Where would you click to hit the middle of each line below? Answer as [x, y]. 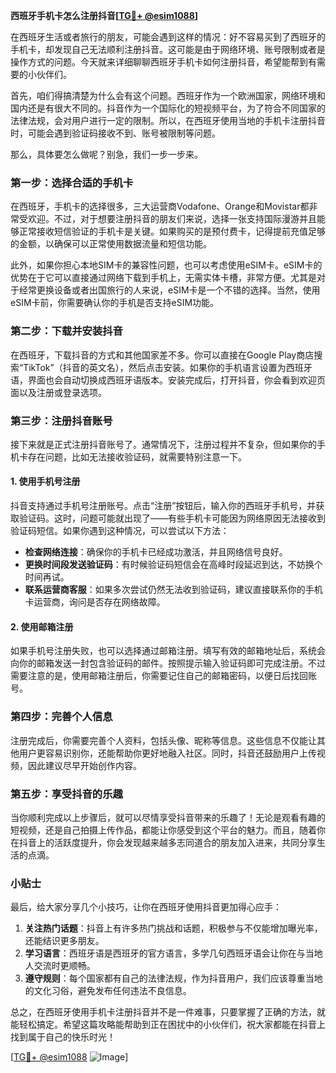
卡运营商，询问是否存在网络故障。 [95, 602]
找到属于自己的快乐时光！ [63, 1037]
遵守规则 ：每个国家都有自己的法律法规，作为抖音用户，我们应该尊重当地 [173, 978]
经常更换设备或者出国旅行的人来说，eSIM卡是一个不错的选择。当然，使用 [169, 290]
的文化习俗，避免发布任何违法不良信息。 [108, 991]
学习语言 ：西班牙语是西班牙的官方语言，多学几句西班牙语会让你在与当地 [173, 953]
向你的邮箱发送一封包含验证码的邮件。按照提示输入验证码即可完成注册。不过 [168, 663]
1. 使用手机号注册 [45, 481]
